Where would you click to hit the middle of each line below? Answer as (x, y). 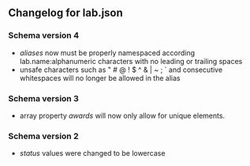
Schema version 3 (43, 98)
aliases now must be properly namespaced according (107, 53)
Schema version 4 (44, 36)
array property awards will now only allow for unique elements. (122, 115)
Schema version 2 (43, 136)
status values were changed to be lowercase (92, 153)
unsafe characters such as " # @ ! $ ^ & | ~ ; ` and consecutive (121, 70)
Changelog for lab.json (66, 13)
